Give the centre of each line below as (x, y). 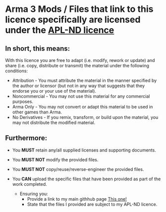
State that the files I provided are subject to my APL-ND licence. (92, 204)
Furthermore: (26, 138)
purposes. (23, 102)
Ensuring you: (34, 194)
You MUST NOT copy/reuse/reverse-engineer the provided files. (78, 169)
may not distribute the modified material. (54, 123)
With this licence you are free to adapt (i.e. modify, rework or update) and (80, 60)
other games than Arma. (37, 112)
